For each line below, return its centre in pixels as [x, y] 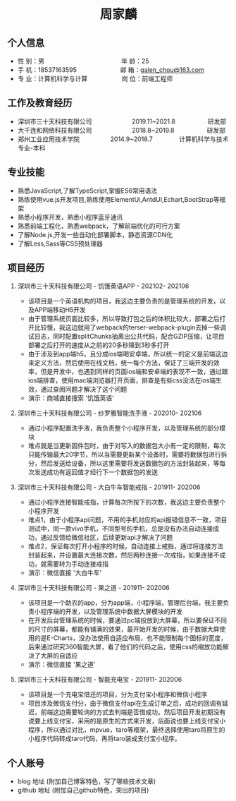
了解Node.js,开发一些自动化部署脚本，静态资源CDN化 [95, 234]
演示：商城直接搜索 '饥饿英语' [71, 398]
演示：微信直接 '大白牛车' [65, 573]
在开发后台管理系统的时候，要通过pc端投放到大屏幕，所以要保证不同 [128, 620]
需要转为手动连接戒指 [78, 564]
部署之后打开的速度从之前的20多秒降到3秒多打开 [99, 345]
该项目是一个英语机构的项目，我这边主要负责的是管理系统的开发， [124, 301]
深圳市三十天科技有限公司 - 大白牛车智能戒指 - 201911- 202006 [109, 487]
